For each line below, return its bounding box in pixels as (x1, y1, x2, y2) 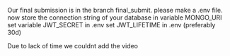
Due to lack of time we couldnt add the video (7, 42, 138, 50)
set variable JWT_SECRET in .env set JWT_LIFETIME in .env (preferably (7, 21, 216, 29)
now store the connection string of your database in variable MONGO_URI (7, 13, 222, 22)
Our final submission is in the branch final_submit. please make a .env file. (7, 6, 223, 14)
